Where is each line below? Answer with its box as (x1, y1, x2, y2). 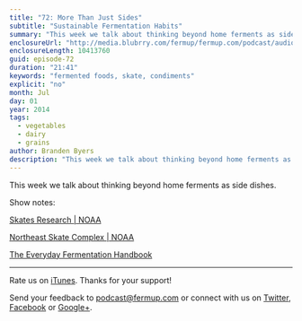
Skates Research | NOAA (9, 214, 102, 225)
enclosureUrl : (9, 38, 63, 48)
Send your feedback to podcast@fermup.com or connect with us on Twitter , (9, 292, 291, 303)
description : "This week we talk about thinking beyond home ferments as (9, 154, 292, 164)
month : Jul (9, 88, 50, 97)
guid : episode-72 (9, 55, 75, 64)
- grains (17, 138, 50, 147)
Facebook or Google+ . (9, 301, 93, 312)
